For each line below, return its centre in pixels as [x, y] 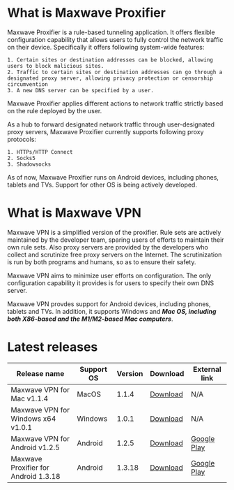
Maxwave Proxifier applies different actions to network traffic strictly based [115, 103]
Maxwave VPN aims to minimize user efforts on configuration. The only [109, 275]
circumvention [28, 84]
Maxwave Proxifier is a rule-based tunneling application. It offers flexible [111, 32]
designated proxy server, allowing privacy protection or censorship [110, 78]
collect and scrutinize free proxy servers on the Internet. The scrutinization [115, 254]
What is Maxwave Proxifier [86, 13]
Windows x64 [33, 419]
